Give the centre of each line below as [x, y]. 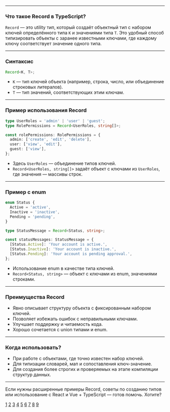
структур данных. [32, 375]
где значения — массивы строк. [47, 174]
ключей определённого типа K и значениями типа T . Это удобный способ [85, 33]
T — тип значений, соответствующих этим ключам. [68, 92]
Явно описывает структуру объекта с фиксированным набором [82, 308]
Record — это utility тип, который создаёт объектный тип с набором [78, 27]
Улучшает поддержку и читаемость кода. [58, 324]
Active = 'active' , [30, 208]
